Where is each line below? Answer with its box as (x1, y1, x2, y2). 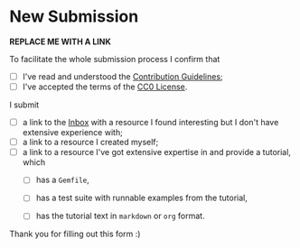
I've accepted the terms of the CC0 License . (22, 81, 188, 92)
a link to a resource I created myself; (22, 137, 159, 148)
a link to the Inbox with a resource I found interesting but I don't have (22, 117, 279, 128)
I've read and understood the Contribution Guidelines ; (22, 70, 223, 82)
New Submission (9, 6, 139, 27)
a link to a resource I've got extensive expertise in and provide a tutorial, (22, 147, 292, 158)
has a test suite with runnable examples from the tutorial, (35, 192, 248, 204)
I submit (9, 99, 40, 110)
